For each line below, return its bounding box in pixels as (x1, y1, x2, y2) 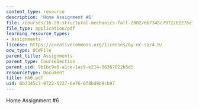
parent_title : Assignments (6, 53, 73, 59)
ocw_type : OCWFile (6, 48, 52, 54)
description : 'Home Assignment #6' (6, 14, 94, 20)
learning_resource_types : (6, 31, 70, 37)
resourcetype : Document (6, 70, 65, 76)
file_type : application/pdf (6, 25, 76, 32)
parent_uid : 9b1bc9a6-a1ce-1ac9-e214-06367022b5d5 (6, 64, 134, 70)
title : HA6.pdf (6, 75, 44, 81)
